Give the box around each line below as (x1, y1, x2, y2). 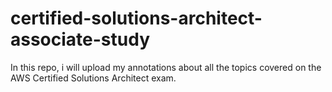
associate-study (10, 28, 151, 51)
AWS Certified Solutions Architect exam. (10, 72, 177, 84)
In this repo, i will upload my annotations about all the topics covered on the (10, 61, 322, 73)
